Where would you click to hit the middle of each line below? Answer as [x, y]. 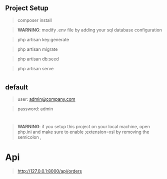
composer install [34, 20]
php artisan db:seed [38, 59]
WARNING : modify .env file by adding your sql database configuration [90, 30]
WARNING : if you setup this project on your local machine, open [83, 126]
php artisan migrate [37, 49]
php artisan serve [35, 68]
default [17, 87]
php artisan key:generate [43, 39]
